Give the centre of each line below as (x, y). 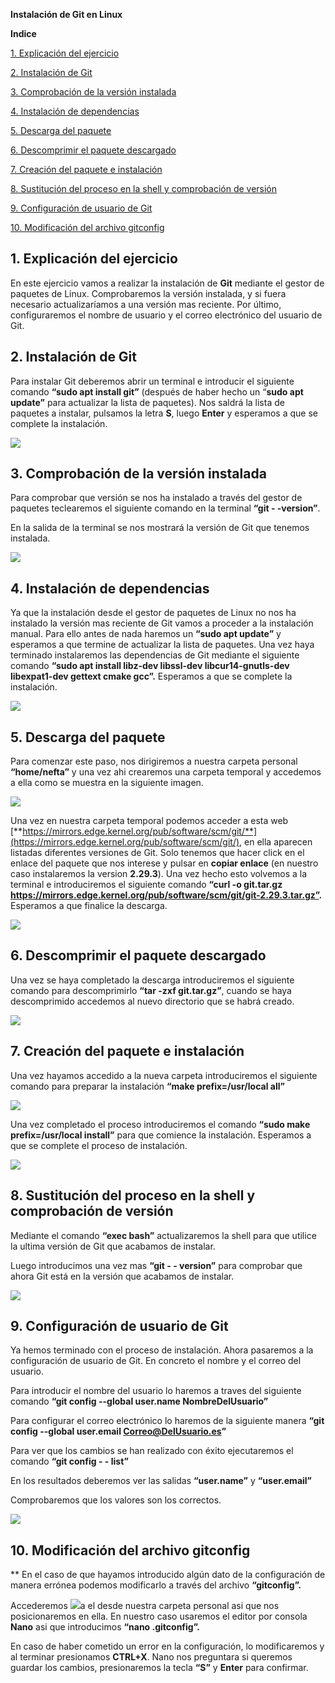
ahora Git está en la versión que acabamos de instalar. (122, 1276)
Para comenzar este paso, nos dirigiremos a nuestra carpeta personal (154, 761)
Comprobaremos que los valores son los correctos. (116, 1500)
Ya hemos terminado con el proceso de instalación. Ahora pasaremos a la (162, 1350)
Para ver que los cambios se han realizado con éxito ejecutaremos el (152, 1451)
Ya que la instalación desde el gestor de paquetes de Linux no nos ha (153, 613)
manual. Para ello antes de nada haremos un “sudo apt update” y (146, 634)
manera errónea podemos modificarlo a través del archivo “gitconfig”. (156, 1585)
